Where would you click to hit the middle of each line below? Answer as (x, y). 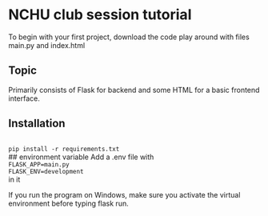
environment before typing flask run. (69, 203)
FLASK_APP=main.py (39, 164)
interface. (24, 98)
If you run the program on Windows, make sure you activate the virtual (124, 194)
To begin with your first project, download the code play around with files (129, 37)
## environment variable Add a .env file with (81, 157)
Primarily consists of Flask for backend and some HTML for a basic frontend (134, 90)
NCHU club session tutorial (100, 15)
